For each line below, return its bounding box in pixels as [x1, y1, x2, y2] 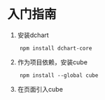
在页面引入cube [17, 85, 63, 93]
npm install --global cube [20, 71, 99, 79]
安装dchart [17, 31, 49, 39]
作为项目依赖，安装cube [17, 57, 87, 66]
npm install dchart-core [20, 45, 92, 52]
